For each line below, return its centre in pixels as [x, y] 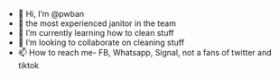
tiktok [28, 65]
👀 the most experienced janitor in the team [97, 23]
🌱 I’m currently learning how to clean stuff [96, 33]
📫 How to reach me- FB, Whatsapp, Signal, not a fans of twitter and [145, 52]
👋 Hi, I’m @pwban [51, 14]
